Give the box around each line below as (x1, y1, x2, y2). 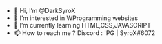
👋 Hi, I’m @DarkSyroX (13, 7, 76, 14)
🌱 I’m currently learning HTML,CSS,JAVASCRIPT (13, 21, 152, 29)
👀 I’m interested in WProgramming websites (13, 14, 139, 22)
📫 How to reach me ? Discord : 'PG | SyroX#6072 (13, 29, 156, 37)
